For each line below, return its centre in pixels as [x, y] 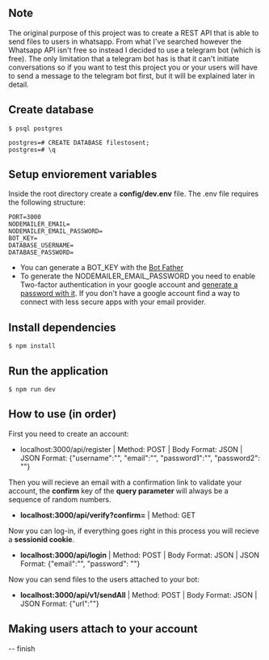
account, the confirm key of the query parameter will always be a [118, 491]
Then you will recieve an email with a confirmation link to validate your [125, 482]
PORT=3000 [25, 218]
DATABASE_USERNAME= [41, 246]
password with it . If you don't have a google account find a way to [130, 294]
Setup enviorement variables [83, 174]
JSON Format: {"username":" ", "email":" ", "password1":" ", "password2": [140, 458]
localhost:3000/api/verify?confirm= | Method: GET [108, 515]
